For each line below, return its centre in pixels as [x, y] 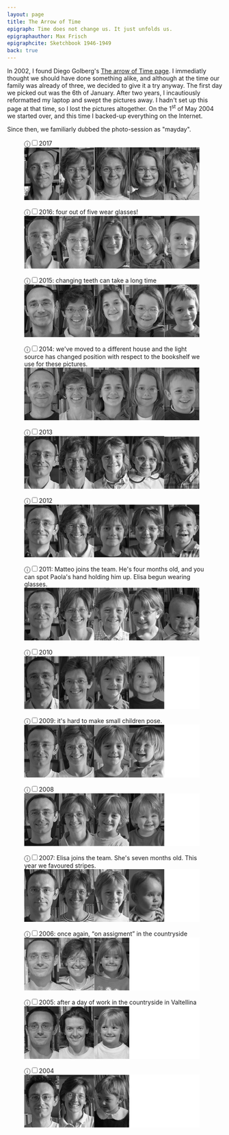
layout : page [26, 14]
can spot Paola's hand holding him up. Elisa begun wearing [107, 576]
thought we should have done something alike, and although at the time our [113, 78]
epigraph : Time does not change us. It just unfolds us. [90, 29]
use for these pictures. [56, 364]
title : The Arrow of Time [44, 22]
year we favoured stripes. [60, 865]
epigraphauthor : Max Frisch [47, 36]
